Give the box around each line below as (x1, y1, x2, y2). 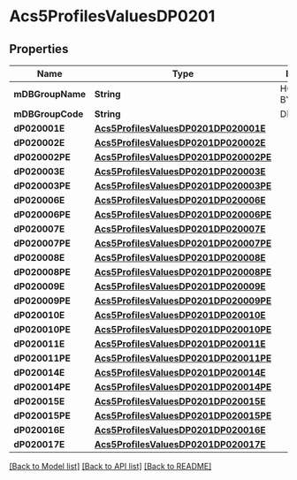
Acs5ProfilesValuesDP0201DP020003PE (94, 179, 272, 192)
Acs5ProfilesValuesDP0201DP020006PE (94, 209, 272, 220)
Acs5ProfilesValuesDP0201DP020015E (94, 395, 266, 408)
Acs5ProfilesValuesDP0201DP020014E (94, 367, 266, 378)
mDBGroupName (13, 88, 87, 100)
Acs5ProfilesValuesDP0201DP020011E (94, 338, 266, 350)
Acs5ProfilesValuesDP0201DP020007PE (94, 237, 272, 249)
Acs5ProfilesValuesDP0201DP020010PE (94, 324, 272, 335)
